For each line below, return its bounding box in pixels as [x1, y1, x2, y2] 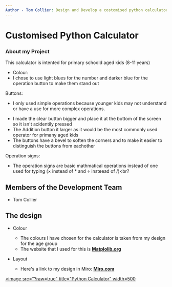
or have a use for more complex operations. [12, 106, 105, 112]
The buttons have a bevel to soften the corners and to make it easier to [12, 137, 163, 143]
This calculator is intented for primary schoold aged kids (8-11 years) [5, 59, 150, 66]
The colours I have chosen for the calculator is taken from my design [20, 235, 166, 241]
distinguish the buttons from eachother [12, 143, 96, 149]
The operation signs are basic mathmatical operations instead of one [12, 162, 158, 169]
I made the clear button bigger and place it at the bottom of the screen [12, 116, 161, 122]
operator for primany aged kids [12, 132, 78, 138]
